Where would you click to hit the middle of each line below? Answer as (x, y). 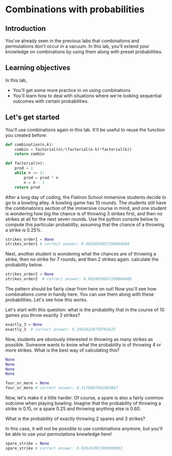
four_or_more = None (27, 383)
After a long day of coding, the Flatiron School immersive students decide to (86, 197)
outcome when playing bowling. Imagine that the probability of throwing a (83, 403)
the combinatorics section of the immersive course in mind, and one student (86, 208)
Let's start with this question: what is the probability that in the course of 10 (85, 310)
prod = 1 (24, 168)
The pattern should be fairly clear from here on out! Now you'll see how (81, 289)
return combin (30, 154)
